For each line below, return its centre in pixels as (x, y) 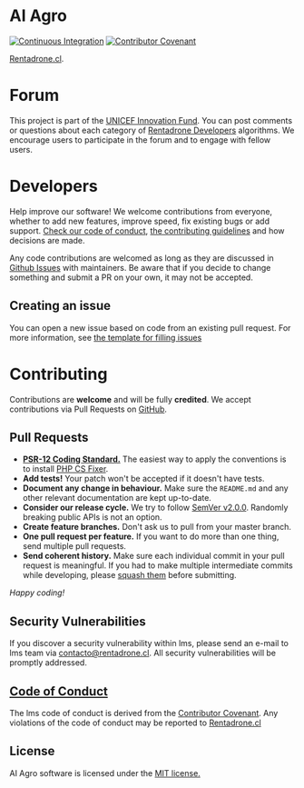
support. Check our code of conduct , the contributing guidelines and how (147, 230)
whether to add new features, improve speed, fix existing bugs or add (140, 221)
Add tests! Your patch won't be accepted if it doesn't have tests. (143, 479)
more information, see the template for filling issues (106, 337)
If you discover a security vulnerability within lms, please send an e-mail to (149, 643)
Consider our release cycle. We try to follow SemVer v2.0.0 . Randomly (155, 508)
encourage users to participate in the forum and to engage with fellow (140, 140)
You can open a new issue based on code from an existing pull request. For (150, 327)
